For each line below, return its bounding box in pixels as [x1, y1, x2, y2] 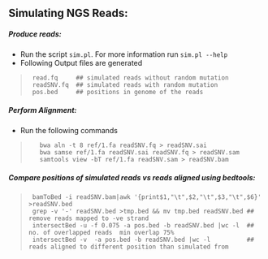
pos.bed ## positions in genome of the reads [32, 88, 204, 97]
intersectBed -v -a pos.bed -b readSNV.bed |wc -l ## [32, 235, 254, 244]
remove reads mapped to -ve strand [28, 214, 149, 222]
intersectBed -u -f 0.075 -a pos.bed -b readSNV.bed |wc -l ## [32, 222, 254, 230]
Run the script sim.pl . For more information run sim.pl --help [19, 50, 228, 59]
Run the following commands [19, 126, 118, 136]
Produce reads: [8, 28, 63, 39]
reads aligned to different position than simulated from [28, 243, 229, 251]
